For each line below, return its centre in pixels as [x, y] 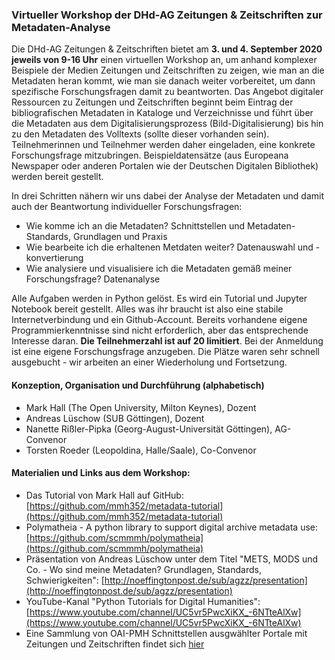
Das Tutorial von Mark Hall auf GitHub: [104, 495]
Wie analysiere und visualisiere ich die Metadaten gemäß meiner [159, 269]
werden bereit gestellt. [57, 177]
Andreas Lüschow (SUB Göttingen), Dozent [115, 418]
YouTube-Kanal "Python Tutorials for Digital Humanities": [143, 601]
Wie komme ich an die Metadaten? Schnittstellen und [135, 226]
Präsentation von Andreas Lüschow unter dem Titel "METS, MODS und [172, 559]
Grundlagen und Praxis [120, 237]
